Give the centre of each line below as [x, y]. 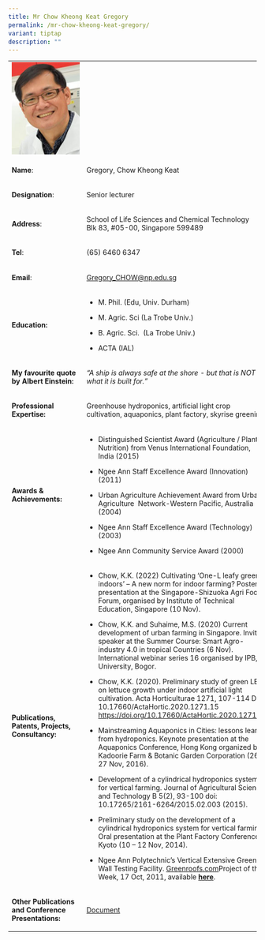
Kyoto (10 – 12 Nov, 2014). [143, 845]
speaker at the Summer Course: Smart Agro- [171, 641]
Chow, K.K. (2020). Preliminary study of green [173, 681]
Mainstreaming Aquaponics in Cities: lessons [171, 730]
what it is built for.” [117, 381]
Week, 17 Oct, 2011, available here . [157, 877]
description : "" [35, 42]
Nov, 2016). [129, 764]
